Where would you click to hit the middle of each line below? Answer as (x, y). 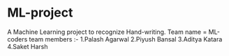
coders (17, 39)
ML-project (40, 13)
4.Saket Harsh (28, 46)
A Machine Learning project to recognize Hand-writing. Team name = (107, 32)
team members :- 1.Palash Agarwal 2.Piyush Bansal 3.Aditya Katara (126, 39)
